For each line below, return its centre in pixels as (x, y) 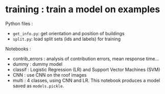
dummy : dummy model (38, 64)
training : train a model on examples (83, 9)
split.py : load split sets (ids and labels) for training (67, 39)
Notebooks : (18, 49)
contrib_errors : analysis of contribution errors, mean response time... (86, 58)
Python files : (19, 24)
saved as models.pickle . (38, 86)
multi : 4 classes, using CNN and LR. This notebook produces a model (86, 80)
